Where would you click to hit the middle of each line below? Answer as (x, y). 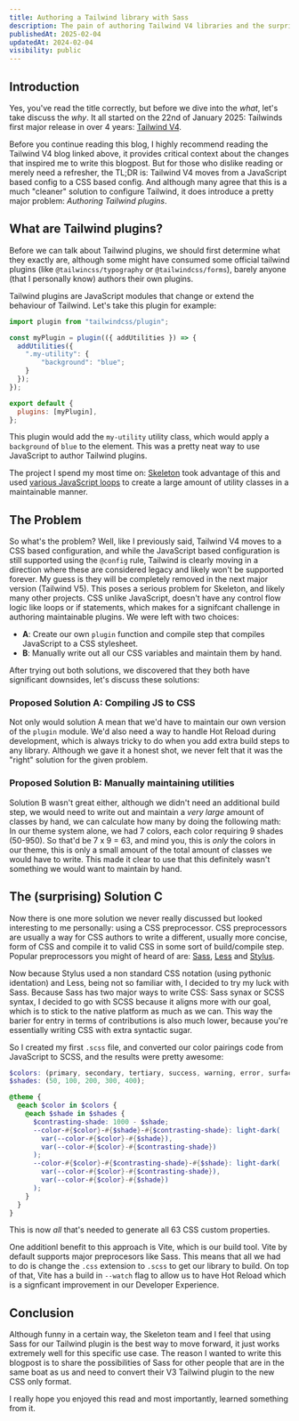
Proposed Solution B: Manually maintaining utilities (122, 783)
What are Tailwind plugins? (86, 229)
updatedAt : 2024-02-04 (51, 42)
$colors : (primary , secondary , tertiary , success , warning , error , (137, 1073)
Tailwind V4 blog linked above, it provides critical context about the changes (149, 153)
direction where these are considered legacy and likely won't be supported (147, 569)
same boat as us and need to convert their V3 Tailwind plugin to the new (142, 1372)
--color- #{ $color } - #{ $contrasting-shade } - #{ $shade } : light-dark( (156, 1163)
